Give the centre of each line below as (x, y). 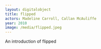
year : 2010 (16, 23)
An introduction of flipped (31, 41)
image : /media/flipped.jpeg (34, 28)
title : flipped (20, 14)
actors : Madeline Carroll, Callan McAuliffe (51, 18)
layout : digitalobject (28, 9)
